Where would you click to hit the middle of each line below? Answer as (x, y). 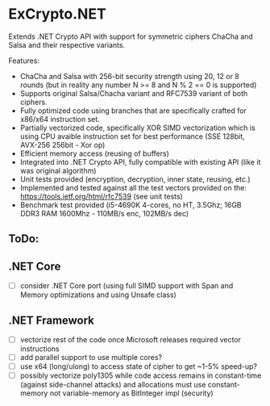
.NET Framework (52, 320)
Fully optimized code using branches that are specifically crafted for (133, 111)
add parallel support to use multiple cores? (91, 358)
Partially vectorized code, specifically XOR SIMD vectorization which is (137, 128)
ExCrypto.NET (57, 14)
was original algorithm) (58, 170)
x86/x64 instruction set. (60, 119)
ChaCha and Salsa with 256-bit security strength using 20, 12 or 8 (130, 76)
